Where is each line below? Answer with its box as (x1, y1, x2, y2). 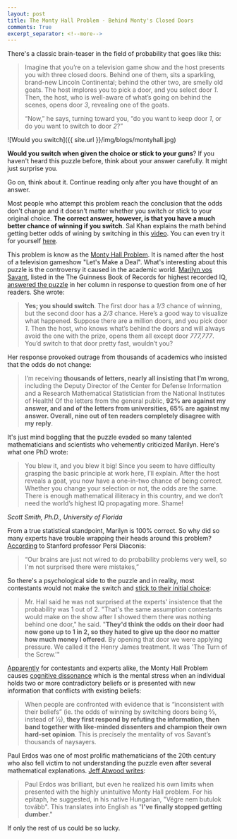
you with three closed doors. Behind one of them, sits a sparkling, (24, 71, 217, 79)
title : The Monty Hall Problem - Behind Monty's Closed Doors (7, 17, 194, 24)
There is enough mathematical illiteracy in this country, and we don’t (24, 492, 224, 500)
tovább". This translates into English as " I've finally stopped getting (24, 803, 223, 811)
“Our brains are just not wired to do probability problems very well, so (24, 556, 227, 564)
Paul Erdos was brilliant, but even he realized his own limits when (24, 780, 214, 789)
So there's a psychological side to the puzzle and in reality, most (7, 577, 195, 585)
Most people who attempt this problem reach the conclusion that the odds (7, 199, 223, 208)
